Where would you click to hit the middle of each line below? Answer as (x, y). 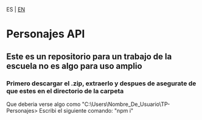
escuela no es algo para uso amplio (74, 66)
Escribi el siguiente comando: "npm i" (86, 110)
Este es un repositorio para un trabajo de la (89, 56)
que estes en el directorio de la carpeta (65, 91)
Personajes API (46, 34)
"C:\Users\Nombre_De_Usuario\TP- (126, 104)
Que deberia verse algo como (44, 104)
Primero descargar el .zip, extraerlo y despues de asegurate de (101, 83)
